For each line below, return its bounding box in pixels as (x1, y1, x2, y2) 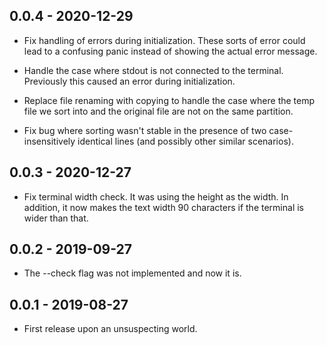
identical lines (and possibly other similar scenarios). (77, 135, 294, 147)
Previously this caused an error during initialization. (23, 75, 236, 87)
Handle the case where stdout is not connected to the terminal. (23, 64, 284, 76)
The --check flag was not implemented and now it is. (23, 267, 242, 279)
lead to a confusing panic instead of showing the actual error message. (23, 45, 318, 57)
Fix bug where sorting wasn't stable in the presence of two (23, 124, 267, 136)
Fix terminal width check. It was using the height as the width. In (23, 190, 289, 203)
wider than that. (23, 212, 89, 224)
